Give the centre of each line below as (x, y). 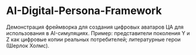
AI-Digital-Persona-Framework (84, 11)
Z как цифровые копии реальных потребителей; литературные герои (94, 39)
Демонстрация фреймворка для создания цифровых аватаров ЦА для (95, 27)
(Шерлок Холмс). (28, 46)
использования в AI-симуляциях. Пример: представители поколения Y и (98, 33)
